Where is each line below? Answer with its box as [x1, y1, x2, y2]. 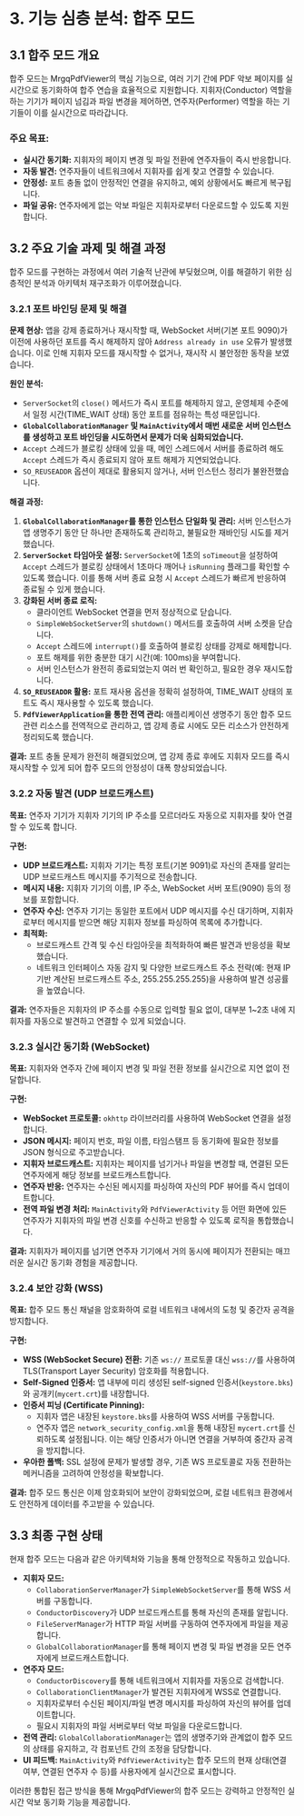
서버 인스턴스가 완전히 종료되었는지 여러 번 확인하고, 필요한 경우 [35, 664, 261, 674]
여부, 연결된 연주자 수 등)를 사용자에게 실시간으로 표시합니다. [22, 1766, 237, 1777]
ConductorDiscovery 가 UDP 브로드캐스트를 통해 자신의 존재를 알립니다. [35, 1607, 289, 1618]
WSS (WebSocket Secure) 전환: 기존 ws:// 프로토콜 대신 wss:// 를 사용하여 [22, 1354, 296, 1365]
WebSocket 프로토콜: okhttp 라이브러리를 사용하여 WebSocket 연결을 [22, 1113, 275, 1123]
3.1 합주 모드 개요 [9, 47, 100, 63]
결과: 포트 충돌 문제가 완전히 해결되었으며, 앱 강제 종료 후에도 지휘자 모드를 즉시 [9, 751, 290, 762]
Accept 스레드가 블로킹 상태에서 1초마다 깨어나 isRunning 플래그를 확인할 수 [22, 561, 290, 573]
